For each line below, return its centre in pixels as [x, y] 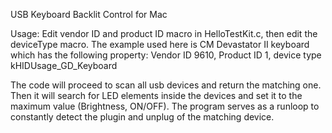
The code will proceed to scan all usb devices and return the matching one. [166, 85]
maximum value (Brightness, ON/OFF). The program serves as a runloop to [165, 106]
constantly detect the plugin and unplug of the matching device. [142, 117]
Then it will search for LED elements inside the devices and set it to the [156, 95]
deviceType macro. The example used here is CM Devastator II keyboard [160, 44]
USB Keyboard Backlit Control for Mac [89, 14]
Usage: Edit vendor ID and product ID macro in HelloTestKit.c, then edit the [164, 33]
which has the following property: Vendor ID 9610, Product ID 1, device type [166, 55]
